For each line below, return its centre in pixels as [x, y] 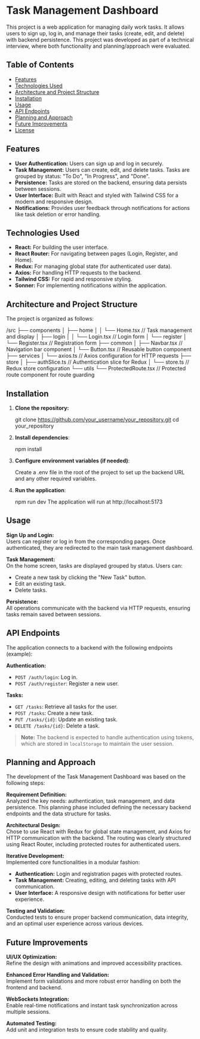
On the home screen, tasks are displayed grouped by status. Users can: [94, 565]
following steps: [26, 783]
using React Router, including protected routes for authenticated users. [93, 845]
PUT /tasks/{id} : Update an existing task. [66, 719]
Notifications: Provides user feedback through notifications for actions [102, 208]
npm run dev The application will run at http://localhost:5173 [89, 502]
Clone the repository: [42, 408]
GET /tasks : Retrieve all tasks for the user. [66, 706]
